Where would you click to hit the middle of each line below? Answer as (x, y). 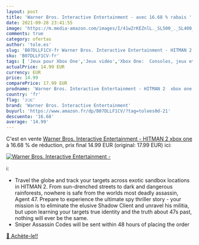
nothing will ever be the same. (52, 218)
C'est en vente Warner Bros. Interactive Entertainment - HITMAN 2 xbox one (99, 139)
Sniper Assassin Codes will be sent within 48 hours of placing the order (102, 225)
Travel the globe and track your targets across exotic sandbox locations (102, 180)
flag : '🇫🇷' (21, 100)
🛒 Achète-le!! (22, 236)
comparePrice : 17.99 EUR (37, 84)
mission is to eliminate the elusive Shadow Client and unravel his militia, (102, 206)
